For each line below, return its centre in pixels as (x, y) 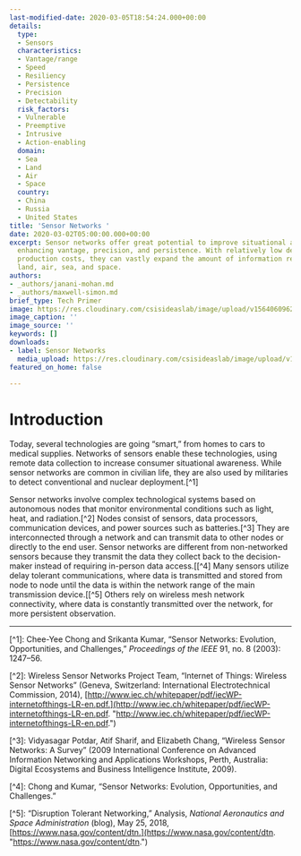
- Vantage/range (47, 59)
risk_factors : (43, 109)
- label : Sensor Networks (57, 350)
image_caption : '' (43, 317)
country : (34, 193)
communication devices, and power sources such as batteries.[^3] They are (149, 528)
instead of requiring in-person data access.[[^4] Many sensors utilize (162, 566)
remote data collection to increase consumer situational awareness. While (146, 463)
